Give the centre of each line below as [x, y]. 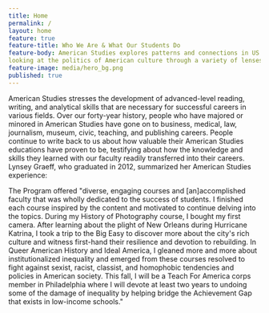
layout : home [30, 30]
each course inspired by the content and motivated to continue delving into [132, 207]
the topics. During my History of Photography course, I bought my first [124, 216]
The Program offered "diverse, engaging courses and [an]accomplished [127, 190]
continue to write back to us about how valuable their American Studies [126, 140]
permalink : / [30, 23]
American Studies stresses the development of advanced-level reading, [127, 98]
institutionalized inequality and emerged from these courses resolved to [127, 258]
